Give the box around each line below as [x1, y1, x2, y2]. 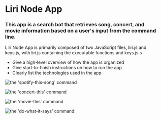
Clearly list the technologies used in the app [12, 70, 102, 76]
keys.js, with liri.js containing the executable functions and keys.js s [5, 50, 142, 56]
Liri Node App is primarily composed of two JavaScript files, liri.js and [5, 44, 147, 50]
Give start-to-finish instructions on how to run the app [12, 65, 122, 71]
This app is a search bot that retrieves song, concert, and [5, 21, 145, 28]
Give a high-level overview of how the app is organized [12, 59, 125, 65]
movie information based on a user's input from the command [5, 27, 156, 34]
